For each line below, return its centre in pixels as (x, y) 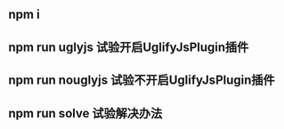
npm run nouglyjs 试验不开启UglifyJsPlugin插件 (142, 81)
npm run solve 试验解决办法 (85, 113)
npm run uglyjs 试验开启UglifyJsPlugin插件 (129, 47)
